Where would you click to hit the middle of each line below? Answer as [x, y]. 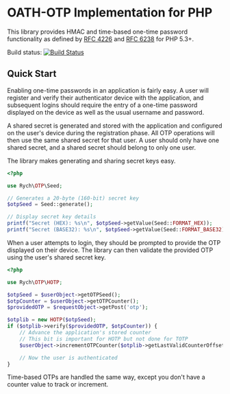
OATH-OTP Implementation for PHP [110, 13]
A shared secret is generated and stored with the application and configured [115, 126]
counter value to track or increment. [58, 384]
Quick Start [32, 74]
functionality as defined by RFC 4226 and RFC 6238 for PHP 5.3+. [101, 38]
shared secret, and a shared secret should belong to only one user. [102, 147]
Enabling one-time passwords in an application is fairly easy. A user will [108, 90]
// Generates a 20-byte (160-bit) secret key [73, 198]
